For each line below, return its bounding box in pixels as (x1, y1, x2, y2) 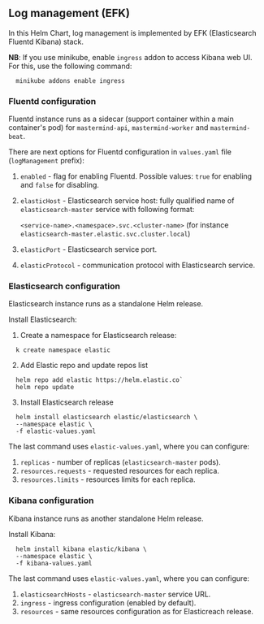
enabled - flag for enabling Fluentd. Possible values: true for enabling (19, 171, 253, 181)
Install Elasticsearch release (19, 397, 114, 407)
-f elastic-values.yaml (15, 427, 96, 435)
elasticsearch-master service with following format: (19, 205, 195, 214)
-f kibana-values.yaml (15, 559, 93, 567)
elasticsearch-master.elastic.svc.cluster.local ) (19, 229, 191, 239)
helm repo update (15, 383, 75, 392)
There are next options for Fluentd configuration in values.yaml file (8, 147, 232, 157)
